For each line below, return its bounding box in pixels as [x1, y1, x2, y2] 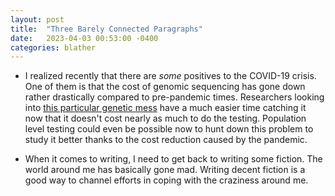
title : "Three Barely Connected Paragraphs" [10, 24, 203, 34]
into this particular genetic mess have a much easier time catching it [24, 102, 307, 114]
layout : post [10, 14, 65, 25]
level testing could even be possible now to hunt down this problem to [24, 123, 314, 135]
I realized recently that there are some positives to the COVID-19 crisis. [24, 70, 317, 82]
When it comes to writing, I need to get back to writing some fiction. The [24, 153, 323, 165]
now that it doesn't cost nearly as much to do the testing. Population [24, 112, 307, 125]
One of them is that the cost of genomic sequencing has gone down [24, 81, 306, 93]
